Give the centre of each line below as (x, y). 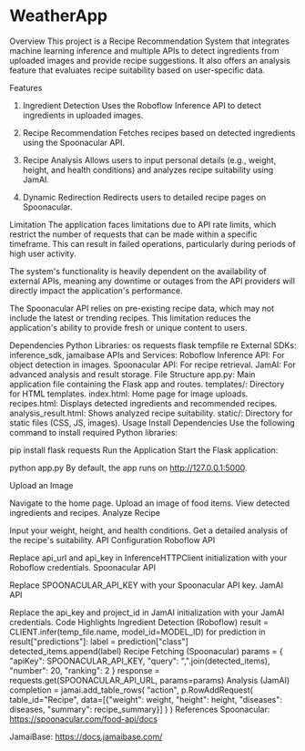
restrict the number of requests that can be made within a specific (133, 234)
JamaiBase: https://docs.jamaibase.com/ (86, 736)
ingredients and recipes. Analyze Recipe (85, 512)
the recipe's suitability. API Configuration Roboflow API (112, 540)
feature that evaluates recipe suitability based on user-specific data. (137, 70)
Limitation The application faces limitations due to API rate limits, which (143, 224)
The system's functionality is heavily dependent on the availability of (138, 271)
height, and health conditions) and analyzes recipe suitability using (148, 170)
